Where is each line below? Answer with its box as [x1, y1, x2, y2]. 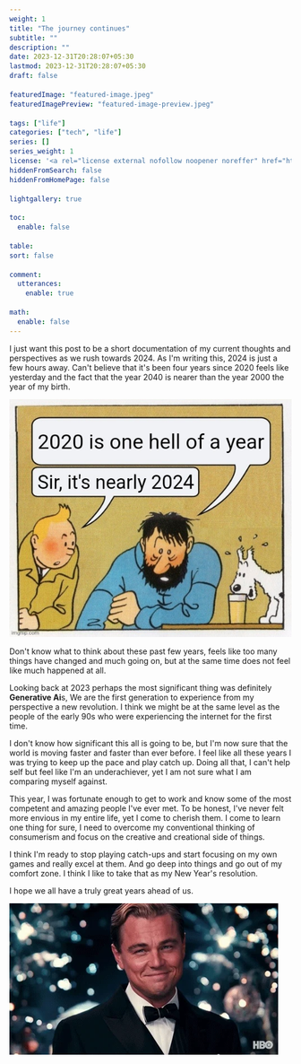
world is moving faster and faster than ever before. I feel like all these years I [9, 747, 292, 758]
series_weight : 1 [9, 147, 74, 156]
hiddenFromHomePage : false [9, 175, 110, 184]
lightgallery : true [9, 194, 82, 204]
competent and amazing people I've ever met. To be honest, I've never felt [9, 803, 284, 814]
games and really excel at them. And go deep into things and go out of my [9, 859, 282, 869]
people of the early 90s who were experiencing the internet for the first [9, 711, 272, 722]
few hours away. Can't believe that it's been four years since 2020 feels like [9, 362, 289, 372]
